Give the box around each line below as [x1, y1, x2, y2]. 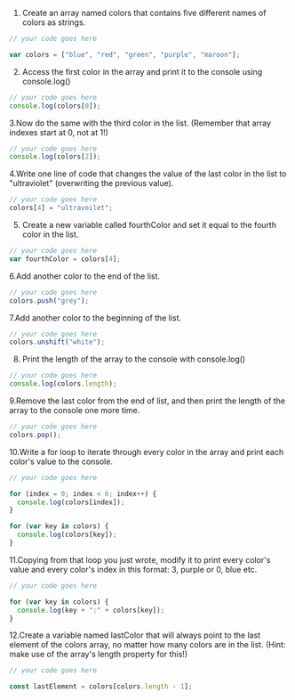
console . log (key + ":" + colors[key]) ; [17, 606, 165, 615]
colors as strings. [21, 17, 86, 28]
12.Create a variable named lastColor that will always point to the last [9, 630, 261, 640]
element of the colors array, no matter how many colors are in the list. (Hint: [9, 639, 286, 650]
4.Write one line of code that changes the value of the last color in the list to [9, 168, 287, 179]
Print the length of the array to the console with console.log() [21, 354, 246, 364]
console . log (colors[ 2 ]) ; [9, 152, 101, 161]
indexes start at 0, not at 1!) [9, 126, 109, 137]
